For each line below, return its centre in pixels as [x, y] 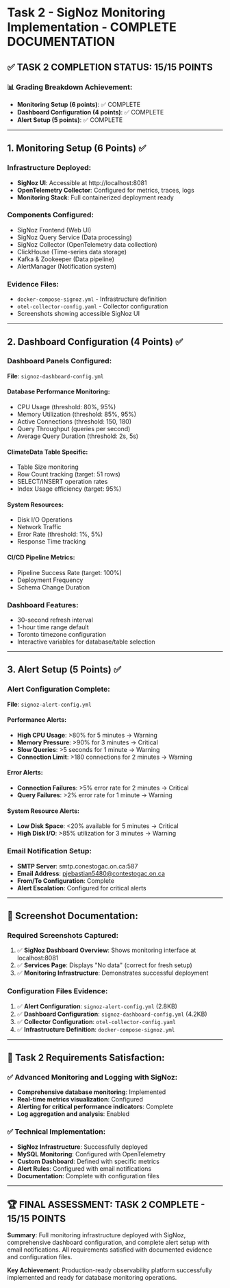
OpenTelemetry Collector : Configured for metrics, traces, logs [106, 190]
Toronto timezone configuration [61, 634]
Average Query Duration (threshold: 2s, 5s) [78, 436]
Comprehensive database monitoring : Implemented [91, 1092]
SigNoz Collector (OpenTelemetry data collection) [87, 244]
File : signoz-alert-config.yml [49, 704]
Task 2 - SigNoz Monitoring [86, 13]
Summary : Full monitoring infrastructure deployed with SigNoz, [97, 1235]
